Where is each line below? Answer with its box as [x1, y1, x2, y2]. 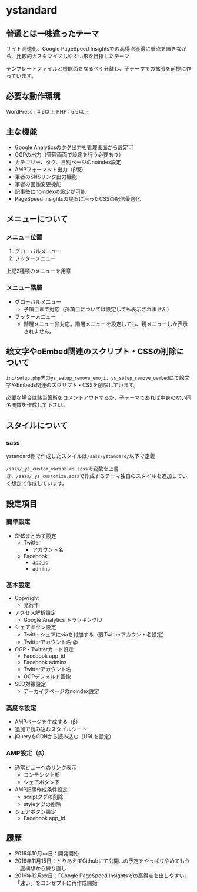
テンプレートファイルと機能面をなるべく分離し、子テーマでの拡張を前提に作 [6, 65, 192, 72]
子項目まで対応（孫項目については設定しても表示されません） [23, 306, 172, 313]
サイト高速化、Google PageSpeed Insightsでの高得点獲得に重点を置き [6, 45, 176, 52]
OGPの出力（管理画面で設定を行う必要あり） [14, 151, 124, 158]
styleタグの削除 [23, 800, 62, 807]
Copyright [14, 595, 39, 602]
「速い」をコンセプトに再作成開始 [14, 879, 98, 886]
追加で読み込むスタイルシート [14, 725, 87, 733]
